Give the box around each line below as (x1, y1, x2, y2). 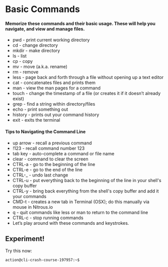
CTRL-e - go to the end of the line (12, 166, 83, 172)
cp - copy (12, 58, 33, 64)
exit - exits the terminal (12, 117, 60, 123)
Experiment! (5, 234, 45, 243)
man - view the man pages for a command (12, 85, 101, 91)
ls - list (12, 53, 27, 59)
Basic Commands (5, 4, 80, 15)
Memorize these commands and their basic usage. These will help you (5, 20, 156, 26)
